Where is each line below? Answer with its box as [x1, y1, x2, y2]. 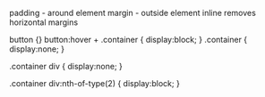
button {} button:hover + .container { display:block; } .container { [9, 35, 248, 44]
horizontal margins [9, 17, 79, 28]
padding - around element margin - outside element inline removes [9, 8, 257, 18]
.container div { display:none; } [9, 61, 124, 71]
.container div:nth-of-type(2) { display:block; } [9, 78, 181, 88]
